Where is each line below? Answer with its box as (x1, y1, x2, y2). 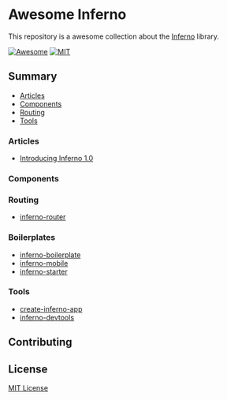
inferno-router (19, 212, 66, 222)
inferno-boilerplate (19, 250, 81, 260)
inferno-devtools (19, 312, 75, 322)
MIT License (8, 383, 49, 393)
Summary (8, 69, 58, 84)
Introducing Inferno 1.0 (19, 154, 94, 163)
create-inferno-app (19, 304, 83, 313)
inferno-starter (19, 267, 69, 276)
